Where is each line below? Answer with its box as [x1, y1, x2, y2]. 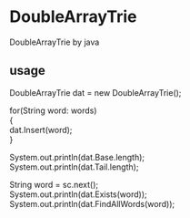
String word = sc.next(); [9, 179, 98, 190]
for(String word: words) [9, 105, 97, 116]
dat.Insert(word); [9, 124, 73, 135]
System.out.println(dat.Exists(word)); [9, 189, 147, 200]
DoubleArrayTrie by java [9, 36, 100, 47]
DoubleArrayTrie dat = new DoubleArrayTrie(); [9, 87, 182, 98]
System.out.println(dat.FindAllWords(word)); [9, 198, 175, 209]
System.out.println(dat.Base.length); [9, 151, 145, 162]
